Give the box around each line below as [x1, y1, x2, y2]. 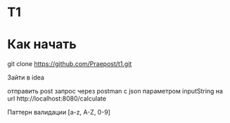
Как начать [7, 37, 77, 53]
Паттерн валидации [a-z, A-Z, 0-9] [7, 108, 111, 117]
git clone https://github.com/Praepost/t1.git [7, 60, 132, 68]
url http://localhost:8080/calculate [7, 94, 107, 103]
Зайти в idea [7, 73, 44, 82]
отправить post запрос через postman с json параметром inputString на [7, 87, 224, 96]
